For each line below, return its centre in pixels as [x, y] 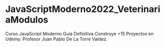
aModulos [27, 20]
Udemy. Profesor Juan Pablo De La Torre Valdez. [56, 39]
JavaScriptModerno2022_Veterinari [83, 9]
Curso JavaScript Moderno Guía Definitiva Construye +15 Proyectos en [79, 33]
